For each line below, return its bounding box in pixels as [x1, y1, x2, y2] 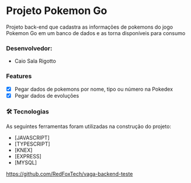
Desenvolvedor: [6, 44, 53, 52]
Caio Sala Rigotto [14, 57, 57, 65]
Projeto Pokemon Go [6, 4, 107, 18]
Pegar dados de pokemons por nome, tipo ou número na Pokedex [14, 85, 173, 92]
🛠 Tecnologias [6, 107, 50, 115]
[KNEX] [14, 146, 33, 153]
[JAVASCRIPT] [14, 134, 50, 141]
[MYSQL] [14, 159, 37, 166]
